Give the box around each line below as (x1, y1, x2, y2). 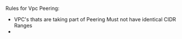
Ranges (13, 22, 33, 29)
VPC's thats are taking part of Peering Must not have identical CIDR (13, 16, 176, 22)
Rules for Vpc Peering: (5, 5, 60, 11)
